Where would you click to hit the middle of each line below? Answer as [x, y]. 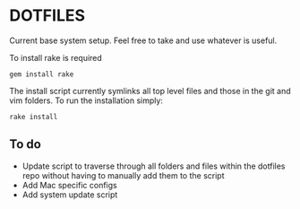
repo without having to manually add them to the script [123, 175]
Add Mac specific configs [70, 185]
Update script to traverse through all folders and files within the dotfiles [154, 166]
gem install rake [42, 74]
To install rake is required [56, 57]
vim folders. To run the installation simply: [86, 100]
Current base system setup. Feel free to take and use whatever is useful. [143, 40]
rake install [34, 117]
